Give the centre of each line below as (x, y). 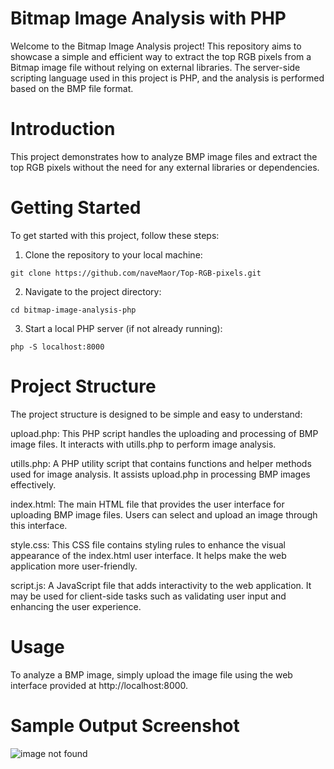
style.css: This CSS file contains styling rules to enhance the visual (148, 544)
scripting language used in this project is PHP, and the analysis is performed (167, 78)
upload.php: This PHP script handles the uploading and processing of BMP (164, 433)
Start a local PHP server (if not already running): (123, 328)
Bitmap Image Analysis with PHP (148, 18)
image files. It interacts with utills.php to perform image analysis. (143, 444)
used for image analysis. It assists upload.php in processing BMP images (160, 474)
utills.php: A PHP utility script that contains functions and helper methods (161, 463)
